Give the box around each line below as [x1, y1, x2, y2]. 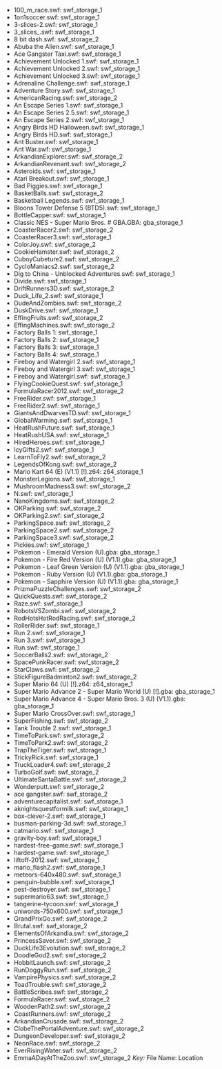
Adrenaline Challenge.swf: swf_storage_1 [13, 79, 130, 87]
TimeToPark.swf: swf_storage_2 [13, 731, 105, 739]
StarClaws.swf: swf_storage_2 [13, 666, 100, 673]
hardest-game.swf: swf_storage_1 [13, 848, 109, 857]
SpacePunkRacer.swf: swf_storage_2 [13, 658, 119, 666]
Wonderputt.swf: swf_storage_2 [13, 783, 105, 790]
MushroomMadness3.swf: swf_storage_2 [13, 482, 131, 490]
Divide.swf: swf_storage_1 [13, 277, 88, 285]
